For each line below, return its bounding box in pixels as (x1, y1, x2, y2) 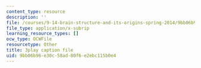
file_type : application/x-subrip (6, 25, 90, 31)
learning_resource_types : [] (6, 31, 79, 37)
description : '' (6, 14, 47, 20)
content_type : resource (6, 8, 66, 15)
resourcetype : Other (6, 42, 58, 48)
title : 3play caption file (6, 47, 74, 53)
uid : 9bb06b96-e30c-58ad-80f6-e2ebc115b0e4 (6, 53, 117, 59)
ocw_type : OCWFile (6, 36, 52, 42)
